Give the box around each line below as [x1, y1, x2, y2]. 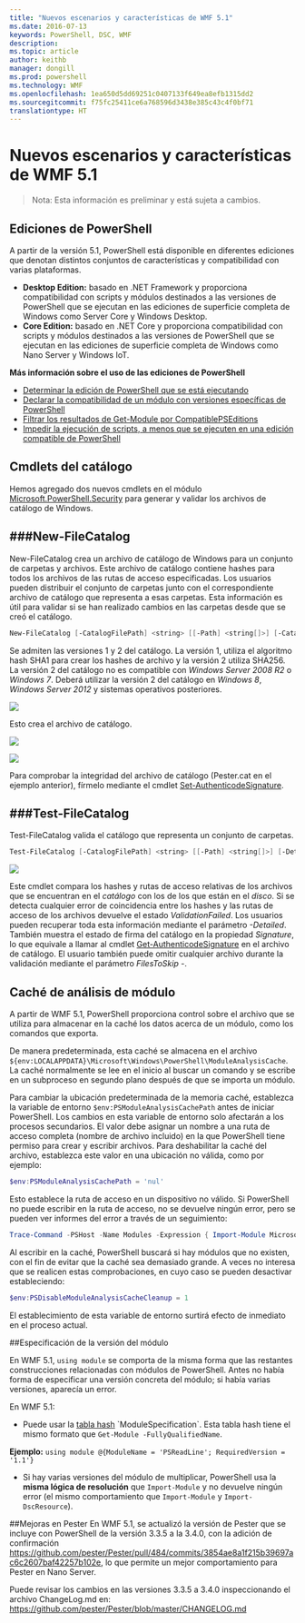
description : [9, 38, 59, 48]
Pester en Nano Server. [9, 1566, 97, 1577]
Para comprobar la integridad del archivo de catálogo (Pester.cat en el [9, 769, 272, 781]
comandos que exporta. [9, 1028, 99, 1038]
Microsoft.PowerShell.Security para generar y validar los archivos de [9, 492, 267, 504]
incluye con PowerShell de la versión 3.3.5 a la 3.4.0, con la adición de [9, 1528, 272, 1539]
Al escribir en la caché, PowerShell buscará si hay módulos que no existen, [9, 1246, 290, 1258]
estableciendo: [9, 1275, 65, 1286]
